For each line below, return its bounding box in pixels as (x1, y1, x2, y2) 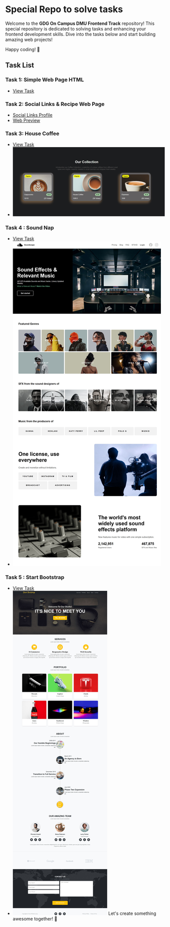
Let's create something (108, 910, 156, 916)
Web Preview (12, 117, 40, 123)
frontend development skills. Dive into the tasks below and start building (5, 31, 156, 37)
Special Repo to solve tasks (5, 4, 123, 15)
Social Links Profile (12, 112, 53, 118)
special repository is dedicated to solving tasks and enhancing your (5, 25, 146, 31)
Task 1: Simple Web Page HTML (5, 76, 84, 83)
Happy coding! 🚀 (5, 46, 40, 52)
